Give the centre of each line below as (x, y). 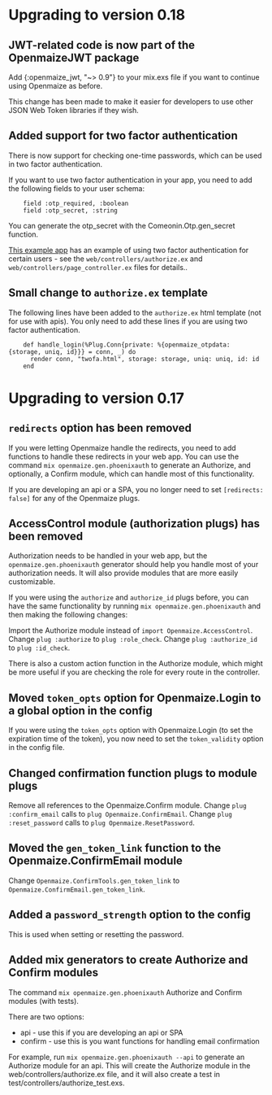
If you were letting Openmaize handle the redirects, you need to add (123, 447)
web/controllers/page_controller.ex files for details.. (98, 267)
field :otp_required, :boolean (76, 203)
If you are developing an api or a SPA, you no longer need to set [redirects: (136, 489)
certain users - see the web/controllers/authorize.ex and (106, 259)
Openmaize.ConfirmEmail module (95, 861)
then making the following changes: (68, 615)
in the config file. (37, 748)
